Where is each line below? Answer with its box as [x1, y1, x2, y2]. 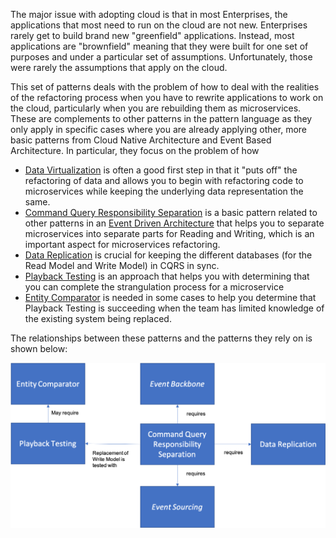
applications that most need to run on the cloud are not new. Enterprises [10, 19, 308, 31]
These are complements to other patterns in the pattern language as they [10, 113, 313, 124]
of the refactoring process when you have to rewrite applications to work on [10, 92, 324, 103]
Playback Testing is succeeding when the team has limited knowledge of [24, 302, 325, 314]
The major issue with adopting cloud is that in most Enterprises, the [10, 9, 288, 20]
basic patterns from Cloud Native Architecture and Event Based [10, 134, 272, 146]
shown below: [10, 343, 68, 354]
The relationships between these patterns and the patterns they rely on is [10, 332, 313, 344]
